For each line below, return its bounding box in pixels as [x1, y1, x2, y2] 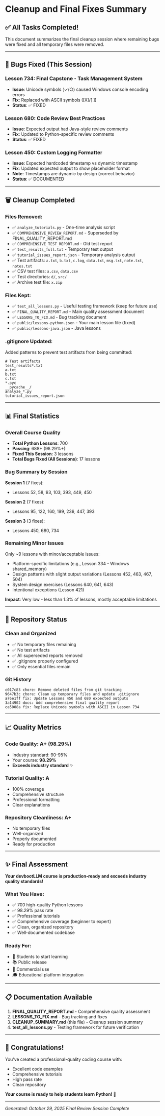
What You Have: [5, 890, 44, 897]
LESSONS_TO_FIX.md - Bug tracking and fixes [12, 1014, 108, 1020]
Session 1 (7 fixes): [5, 480, 44, 486]
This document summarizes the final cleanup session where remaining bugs [5, 36, 160, 42]
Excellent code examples [12, 1066, 63, 1072]
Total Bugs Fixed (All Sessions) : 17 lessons [12, 456, 101, 462]
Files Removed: [5, 213, 43, 220]
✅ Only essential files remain [12, 663, 71, 669]
